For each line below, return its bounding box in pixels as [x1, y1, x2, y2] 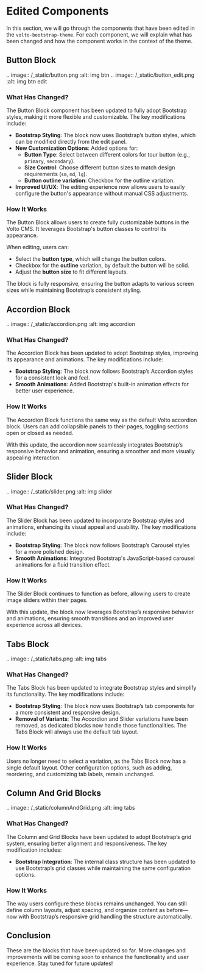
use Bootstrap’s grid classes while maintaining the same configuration [15, 864, 191, 872]
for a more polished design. [15, 548, 85, 555]
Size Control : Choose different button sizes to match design [24, 164, 175, 171]
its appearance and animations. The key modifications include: [6, 356, 163, 363]
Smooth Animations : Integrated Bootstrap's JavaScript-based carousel [15, 554, 195, 562]
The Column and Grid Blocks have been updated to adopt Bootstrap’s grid [6, 833, 192, 840]
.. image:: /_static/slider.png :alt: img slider [6, 487, 113, 495]
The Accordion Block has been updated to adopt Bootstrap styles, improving [6, 349, 199, 357]
